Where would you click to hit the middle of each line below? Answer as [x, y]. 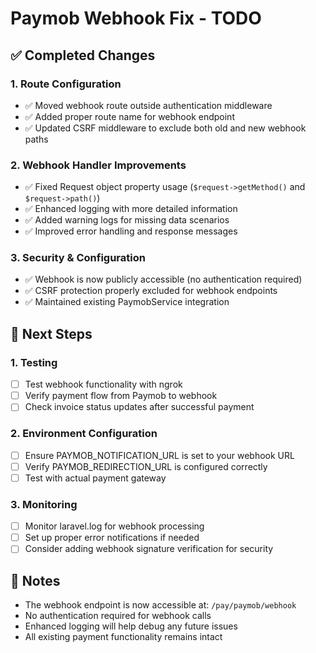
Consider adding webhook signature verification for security [149, 549]
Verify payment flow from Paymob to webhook [121, 396]
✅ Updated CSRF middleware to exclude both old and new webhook [165, 128]
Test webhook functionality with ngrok [103, 384]
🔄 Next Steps [51, 333]
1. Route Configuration [66, 84]
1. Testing [34, 362]
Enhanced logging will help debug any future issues [131, 626]
